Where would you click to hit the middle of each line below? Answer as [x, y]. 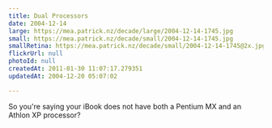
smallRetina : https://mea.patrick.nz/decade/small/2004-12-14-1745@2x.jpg [137, 46]
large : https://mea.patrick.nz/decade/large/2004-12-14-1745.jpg [121, 31]
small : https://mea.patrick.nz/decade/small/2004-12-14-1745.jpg [121, 38]
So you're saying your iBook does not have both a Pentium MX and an [125, 106]
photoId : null [32, 62]
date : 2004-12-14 [38, 23]
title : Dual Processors [49, 16]
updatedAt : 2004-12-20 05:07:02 [63, 76]
